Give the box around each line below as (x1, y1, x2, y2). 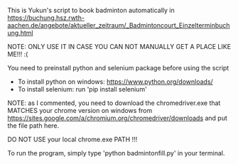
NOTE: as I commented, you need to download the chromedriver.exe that (7, 99, 221, 107)
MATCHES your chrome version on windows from (7, 106, 153, 114)
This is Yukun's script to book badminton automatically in (7, 6, 175, 14)
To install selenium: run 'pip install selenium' (17, 85, 147, 93)
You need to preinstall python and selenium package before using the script (7, 64, 229, 72)
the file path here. (7, 121, 60, 130)
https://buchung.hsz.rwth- (7, 13, 85, 22)
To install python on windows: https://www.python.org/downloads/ (17, 77, 213, 86)
